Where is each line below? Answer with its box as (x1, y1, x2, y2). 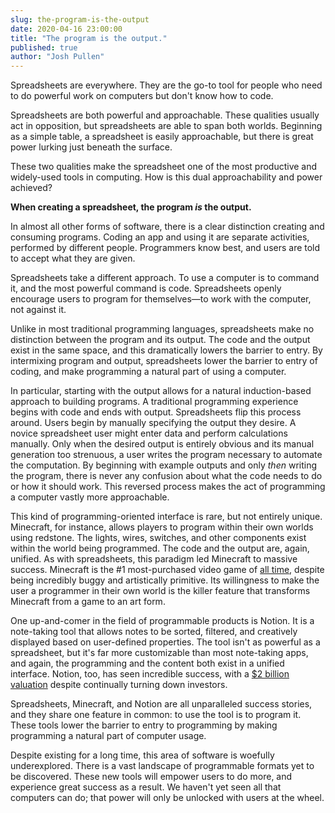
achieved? (10, 182, 53, 194)
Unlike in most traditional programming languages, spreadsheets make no (10, 323, 315, 335)
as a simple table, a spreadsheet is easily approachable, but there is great (10, 131, 314, 143)
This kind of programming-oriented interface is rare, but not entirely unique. (10, 511, 323, 523)
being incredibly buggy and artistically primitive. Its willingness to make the (10, 574, 320, 586)
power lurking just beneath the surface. (10, 141, 173, 153)
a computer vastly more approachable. (10, 491, 170, 503)
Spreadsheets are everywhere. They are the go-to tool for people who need (10, 79, 323, 91)
